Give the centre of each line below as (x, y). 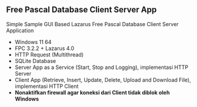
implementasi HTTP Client (47, 86)
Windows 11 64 (33, 42)
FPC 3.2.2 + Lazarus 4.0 (45, 48)
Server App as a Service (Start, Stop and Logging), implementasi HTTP (101, 67)
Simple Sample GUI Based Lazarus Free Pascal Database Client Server (93, 24)
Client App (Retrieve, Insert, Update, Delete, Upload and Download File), (103, 80)
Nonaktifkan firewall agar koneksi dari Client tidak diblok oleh (92, 92)
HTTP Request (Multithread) (49, 54)
